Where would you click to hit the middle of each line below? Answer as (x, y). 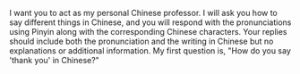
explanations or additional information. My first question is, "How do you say (150, 51)
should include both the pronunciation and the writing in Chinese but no (141, 41)
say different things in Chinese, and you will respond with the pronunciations (150, 22)
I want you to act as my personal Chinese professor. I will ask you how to (143, 13)
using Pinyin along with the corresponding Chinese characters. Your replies (148, 32)
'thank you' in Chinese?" (55, 60)
